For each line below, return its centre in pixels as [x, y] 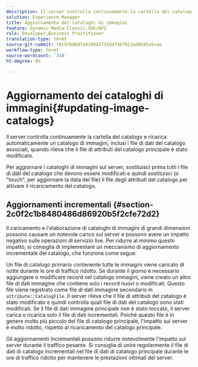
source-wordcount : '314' [37, 56]
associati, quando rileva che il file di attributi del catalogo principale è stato [97, 150]
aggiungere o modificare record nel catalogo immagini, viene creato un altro [98, 277]
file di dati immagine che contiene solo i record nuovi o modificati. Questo [95, 284]
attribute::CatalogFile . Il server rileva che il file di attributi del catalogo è [96, 296]
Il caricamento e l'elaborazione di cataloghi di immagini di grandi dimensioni [98, 228]
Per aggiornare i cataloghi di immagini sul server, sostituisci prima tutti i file [97, 167]
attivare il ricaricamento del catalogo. [51, 186]
